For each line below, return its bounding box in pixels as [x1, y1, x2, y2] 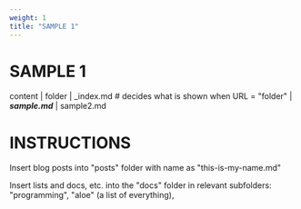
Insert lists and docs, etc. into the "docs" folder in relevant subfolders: [9, 180, 272, 191]
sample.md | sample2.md [9, 101, 107, 112]
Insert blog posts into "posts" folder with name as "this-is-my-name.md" [9, 163, 282, 174]
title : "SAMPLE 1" [9, 22, 79, 31]
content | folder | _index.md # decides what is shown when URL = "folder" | [9, 91, 293, 102]
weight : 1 [9, 13, 47, 23]
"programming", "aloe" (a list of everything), [9, 190, 175, 201]
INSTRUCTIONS [9, 133, 132, 153]
